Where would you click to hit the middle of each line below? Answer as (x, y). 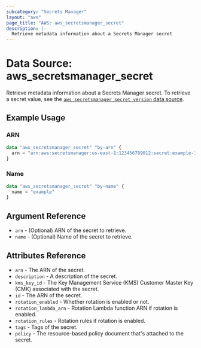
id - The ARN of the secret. (48, 295)
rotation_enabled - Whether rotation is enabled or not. (82, 301)
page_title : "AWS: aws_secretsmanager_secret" (65, 23)
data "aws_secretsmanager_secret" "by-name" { (65, 186)
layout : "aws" (24, 17)
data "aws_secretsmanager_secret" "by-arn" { (64, 147)
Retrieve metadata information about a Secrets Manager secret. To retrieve (98, 93)
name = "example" (33, 192)
